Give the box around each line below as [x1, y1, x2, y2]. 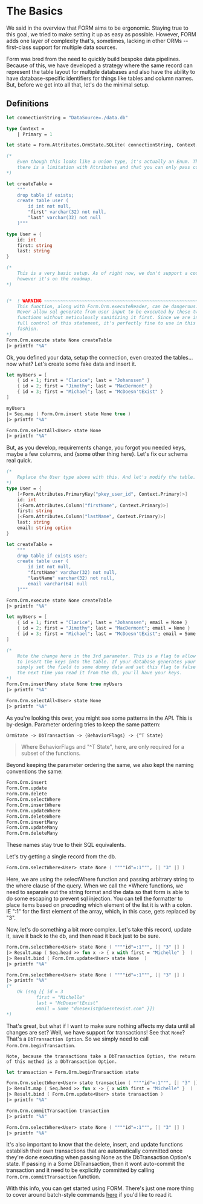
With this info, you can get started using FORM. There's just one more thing [6, 1185, 195, 1192]
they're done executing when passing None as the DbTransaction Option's [6, 1154, 192, 1161]
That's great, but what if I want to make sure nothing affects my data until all [6, 1022, 196, 1030]
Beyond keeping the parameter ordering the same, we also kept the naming [6, 762, 195, 769]
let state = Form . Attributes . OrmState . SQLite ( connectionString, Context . [6, 142, 199, 148]
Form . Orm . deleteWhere [6, 813, 61, 820]
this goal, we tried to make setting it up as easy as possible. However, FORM [6, 30, 196, 38]
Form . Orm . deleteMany [6, 831, 59, 837]
